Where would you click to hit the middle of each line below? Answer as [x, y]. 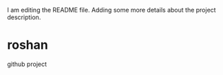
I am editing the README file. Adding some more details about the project [111, 10]
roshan [28, 45]
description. [24, 17]
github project [27, 64]
